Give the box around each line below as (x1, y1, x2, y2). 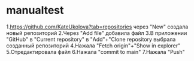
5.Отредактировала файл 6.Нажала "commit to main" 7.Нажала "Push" (6, 48, 186, 55)
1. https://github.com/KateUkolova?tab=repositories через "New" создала (6, 23, 189, 30)
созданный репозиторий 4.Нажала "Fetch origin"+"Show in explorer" (6, 42, 181, 49)
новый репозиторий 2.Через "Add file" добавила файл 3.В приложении (6, 29, 187, 36)
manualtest (6, 4, 64, 17)
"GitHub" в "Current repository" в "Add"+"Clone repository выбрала (6, 36, 176, 43)
